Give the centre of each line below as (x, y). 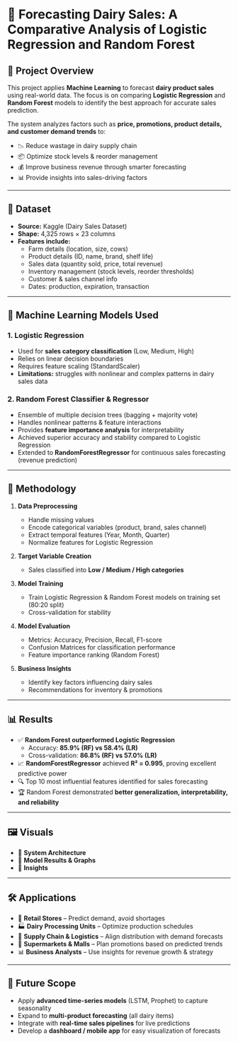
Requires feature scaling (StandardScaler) (79, 366)
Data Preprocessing (47, 506)
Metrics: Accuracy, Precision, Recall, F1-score (95, 640)
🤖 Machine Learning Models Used (83, 316)
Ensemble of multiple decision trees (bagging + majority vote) (108, 414)
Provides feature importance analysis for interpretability (101, 430)
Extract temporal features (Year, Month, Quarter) (99, 535)
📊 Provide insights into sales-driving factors (82, 177)
